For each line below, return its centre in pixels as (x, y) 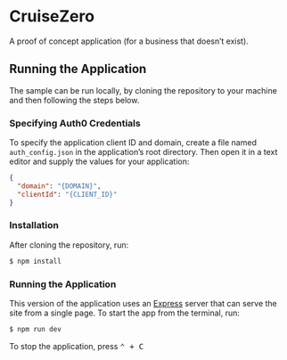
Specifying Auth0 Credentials (75, 123)
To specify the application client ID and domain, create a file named (133, 143)
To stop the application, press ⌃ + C (77, 346)
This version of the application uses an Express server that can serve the (143, 304)
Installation (34, 225)
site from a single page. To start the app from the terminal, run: (125, 313)
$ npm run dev (36, 330)
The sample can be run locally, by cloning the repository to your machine (143, 90)
